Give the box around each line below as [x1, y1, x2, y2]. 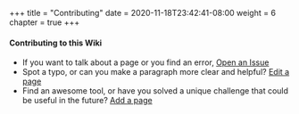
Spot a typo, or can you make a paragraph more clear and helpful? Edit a [21, 67, 290, 77]
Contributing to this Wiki [9, 37, 103, 48]
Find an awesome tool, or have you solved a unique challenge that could [21, 85, 288, 96]
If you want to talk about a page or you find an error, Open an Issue [21, 57, 270, 68]
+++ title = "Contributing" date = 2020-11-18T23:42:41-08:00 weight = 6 [9, 8, 277, 18]
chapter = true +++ [9, 17, 80, 28]
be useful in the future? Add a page [21, 95, 154, 106]
